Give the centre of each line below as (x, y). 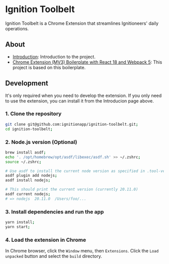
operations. (17, 28)
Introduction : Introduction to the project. (54, 57)
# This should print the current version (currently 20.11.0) (72, 190)
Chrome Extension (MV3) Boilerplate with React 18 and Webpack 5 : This (87, 62)
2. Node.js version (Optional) (41, 142)
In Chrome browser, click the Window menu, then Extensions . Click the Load (82, 251)
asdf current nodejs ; (28, 194)
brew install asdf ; (26, 152)
